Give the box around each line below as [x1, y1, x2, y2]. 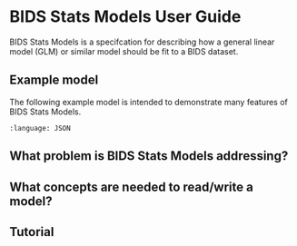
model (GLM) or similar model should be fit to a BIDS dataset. [9, 45, 239, 56]
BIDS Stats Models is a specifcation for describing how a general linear [9, 36, 275, 47]
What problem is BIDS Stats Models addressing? [9, 148, 289, 164]
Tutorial [9, 224, 54, 240]
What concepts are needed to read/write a [9, 179, 254, 194]
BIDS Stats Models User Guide [9, 6, 242, 27]
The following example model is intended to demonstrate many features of [9, 96, 289, 107]
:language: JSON [9, 123, 71, 133]
